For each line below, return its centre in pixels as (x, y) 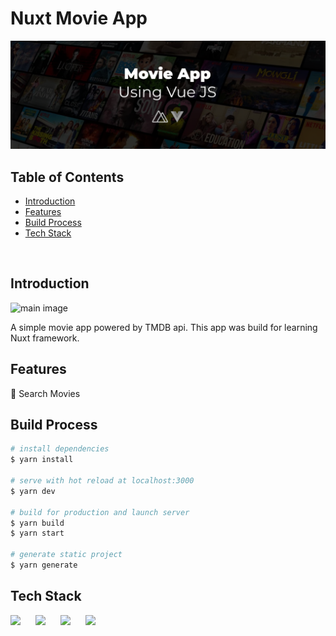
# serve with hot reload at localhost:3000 (102, 481)
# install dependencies (60, 449)
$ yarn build (37, 523)
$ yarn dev (33, 491)
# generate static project (66, 555)
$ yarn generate (44, 565)
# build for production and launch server (100, 512)
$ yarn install (42, 460)
